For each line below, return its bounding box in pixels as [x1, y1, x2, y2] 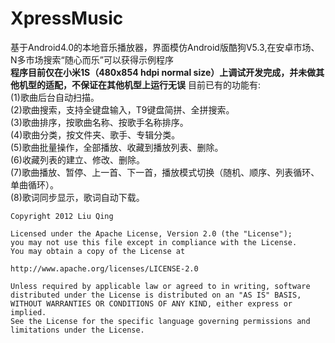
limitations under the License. [10, 325, 145, 335]
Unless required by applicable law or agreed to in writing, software [10, 281, 311, 291]
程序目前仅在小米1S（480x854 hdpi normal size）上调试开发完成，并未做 [10, 66, 317, 78]
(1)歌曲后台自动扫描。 [10, 91, 100, 103]
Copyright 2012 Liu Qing [10, 211, 114, 221]
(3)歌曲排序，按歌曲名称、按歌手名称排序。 [10, 116, 189, 128]
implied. [10, 307, 47, 317]
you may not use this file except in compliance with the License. [10, 237, 298, 247]
